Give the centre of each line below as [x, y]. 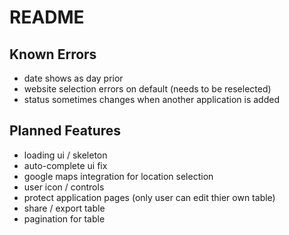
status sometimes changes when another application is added [151, 99]
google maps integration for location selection [118, 176]
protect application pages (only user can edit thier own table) [149, 197]
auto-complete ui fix [65, 165]
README [47, 17]
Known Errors [53, 54]
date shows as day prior [73, 78]
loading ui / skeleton [65, 155]
